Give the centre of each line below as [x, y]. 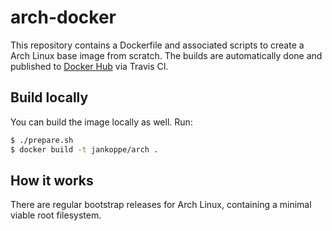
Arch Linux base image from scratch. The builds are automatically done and [166, 55]
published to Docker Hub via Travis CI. [89, 66]
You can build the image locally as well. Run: [101, 122]
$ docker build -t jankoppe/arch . [84, 149]
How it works [52, 180]
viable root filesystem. [56, 215]
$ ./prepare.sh [42, 140]
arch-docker [63, 17]
